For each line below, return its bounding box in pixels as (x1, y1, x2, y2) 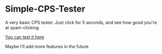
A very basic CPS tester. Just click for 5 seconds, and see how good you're (5, 19, 157, 25)
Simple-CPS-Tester (5, 3, 86, 15)
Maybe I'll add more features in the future (5, 43, 89, 49)
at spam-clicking (5, 24, 39, 30)
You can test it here (5, 34, 45, 40)
